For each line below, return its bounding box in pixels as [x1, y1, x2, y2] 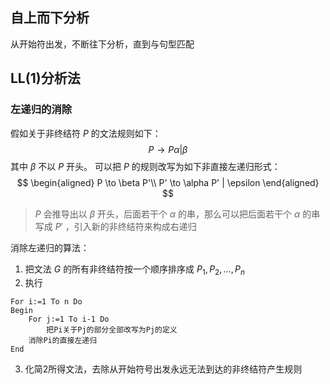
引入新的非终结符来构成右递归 [73, 220, 197, 232]
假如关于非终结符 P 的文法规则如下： [10, 127, 162, 139]
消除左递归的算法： [10, 241, 90, 253]
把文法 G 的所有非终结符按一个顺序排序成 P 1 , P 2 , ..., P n [24, 263, 245, 277]
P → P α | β [148, 143, 188, 155]
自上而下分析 [10, 9, 90, 27]
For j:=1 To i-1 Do [28, 314, 110, 325]
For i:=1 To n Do [10, 297, 83, 307]
